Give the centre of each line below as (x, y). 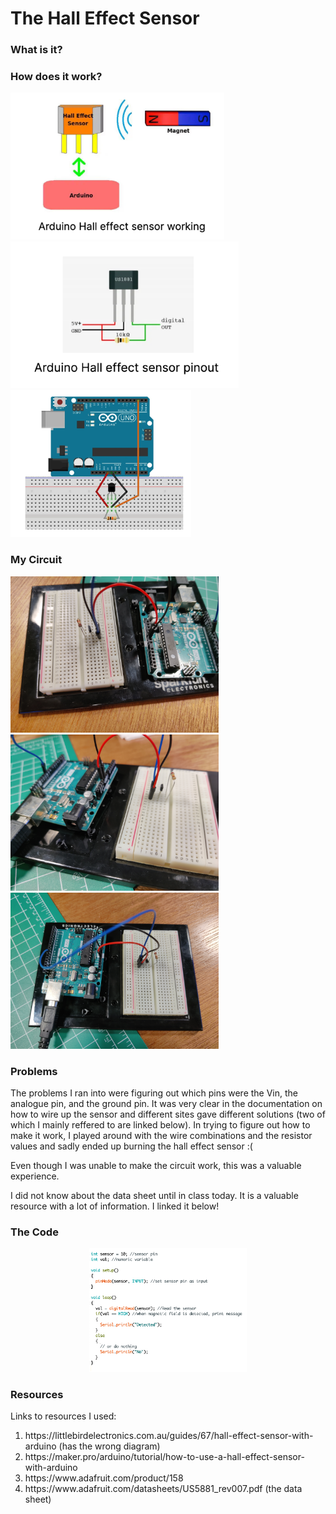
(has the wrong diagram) (109, 1446)
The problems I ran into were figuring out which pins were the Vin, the (154, 1093)
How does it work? (56, 77)
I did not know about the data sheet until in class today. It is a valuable (154, 1195)
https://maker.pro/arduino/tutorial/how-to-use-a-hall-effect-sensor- (164, 1457)
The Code (34, 1232)
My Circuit (36, 560)
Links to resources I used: (63, 1416)
